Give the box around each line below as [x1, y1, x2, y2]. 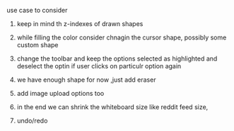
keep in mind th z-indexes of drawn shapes [16, 20, 144, 27]
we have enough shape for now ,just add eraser [16, 75, 156, 84]
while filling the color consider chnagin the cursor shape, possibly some [16, 33, 227, 42]
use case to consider [6, 6, 68, 14]
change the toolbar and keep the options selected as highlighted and [16, 54, 218, 63]
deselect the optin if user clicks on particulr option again [16, 62, 182, 70]
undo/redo [16, 116, 48, 125]
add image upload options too [16, 89, 105, 97]
